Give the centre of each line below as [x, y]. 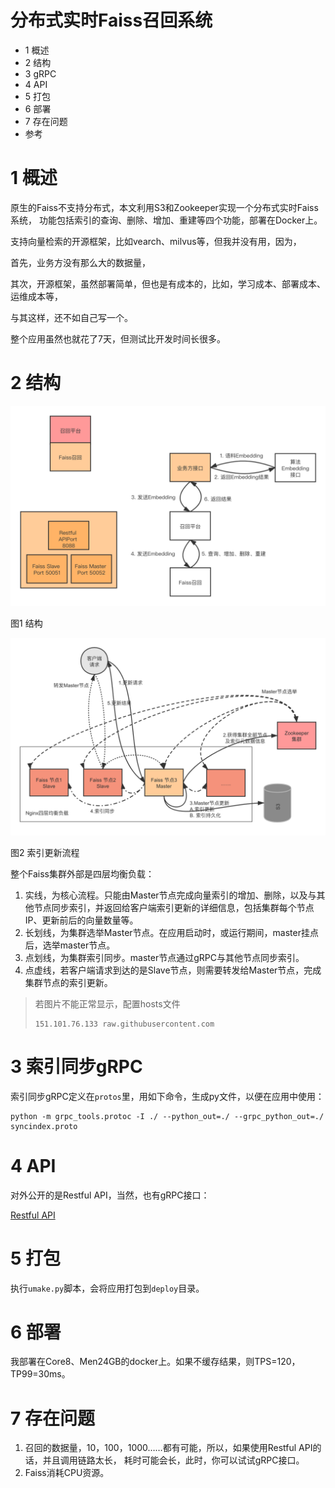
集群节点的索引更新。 [68, 982]
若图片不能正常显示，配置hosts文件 [107, 1003]
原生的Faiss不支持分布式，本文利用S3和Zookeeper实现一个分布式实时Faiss [164, 207]
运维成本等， [36, 296]
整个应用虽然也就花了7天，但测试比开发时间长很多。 [118, 338]
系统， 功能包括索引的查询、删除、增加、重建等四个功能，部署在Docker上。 [166, 220]
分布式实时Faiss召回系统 [111, 20]
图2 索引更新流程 [45, 852]
